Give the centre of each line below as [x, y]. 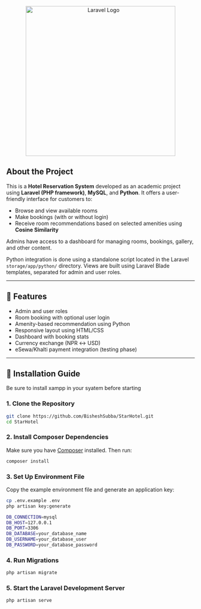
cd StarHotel [22, 422]
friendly [16, 199]
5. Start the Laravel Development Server [66, 588]
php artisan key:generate [38, 506]
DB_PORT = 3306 [22, 528]
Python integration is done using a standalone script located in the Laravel [98, 259]
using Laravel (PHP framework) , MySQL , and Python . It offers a [86, 193]
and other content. [29, 247]
